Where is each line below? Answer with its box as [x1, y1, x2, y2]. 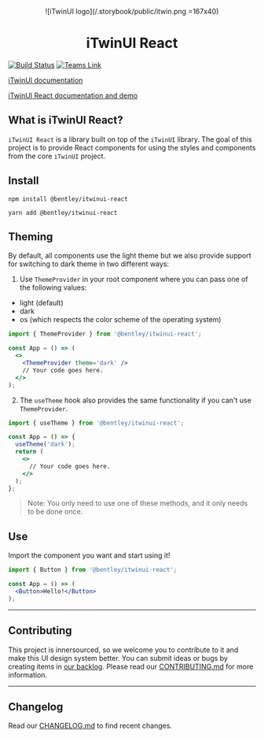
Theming [8, 230, 53, 243]
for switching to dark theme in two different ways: [8, 259, 170, 269]
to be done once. [27, 507, 83, 517]
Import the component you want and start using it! [8, 551, 170, 560]
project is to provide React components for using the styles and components [8, 143, 256, 152]
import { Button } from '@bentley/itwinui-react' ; [8, 566, 178, 574]
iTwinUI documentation [8, 75, 83, 85]
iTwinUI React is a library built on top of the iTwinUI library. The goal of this [8, 134, 253, 144]
